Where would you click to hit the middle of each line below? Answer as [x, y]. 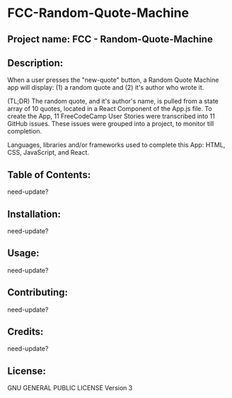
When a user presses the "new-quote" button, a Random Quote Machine [113, 80]
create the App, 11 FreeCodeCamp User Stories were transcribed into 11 [111, 116]
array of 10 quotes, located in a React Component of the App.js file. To [110, 109]
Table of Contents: [49, 175]
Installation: [34, 214]
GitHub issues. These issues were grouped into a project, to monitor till [111, 124]
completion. [25, 131]
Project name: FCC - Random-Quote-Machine [110, 39]
